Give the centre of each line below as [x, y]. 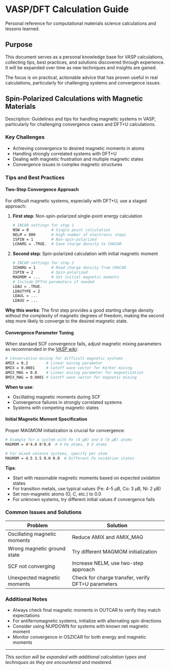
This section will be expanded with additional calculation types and [76, 657]
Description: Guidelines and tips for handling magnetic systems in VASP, [80, 119]
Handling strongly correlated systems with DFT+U [65, 153]
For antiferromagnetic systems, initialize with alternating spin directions [87, 621]
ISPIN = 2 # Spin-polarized [50, 273]
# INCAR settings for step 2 [43, 263]
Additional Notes [26, 599]
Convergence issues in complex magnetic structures [67, 164]
